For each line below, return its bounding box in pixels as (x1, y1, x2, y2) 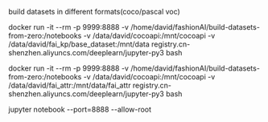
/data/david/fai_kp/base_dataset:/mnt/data (8, 39, 150, 49)
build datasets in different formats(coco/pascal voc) (8, 7, 181, 16)
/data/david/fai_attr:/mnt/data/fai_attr (8, 80, 131, 90)
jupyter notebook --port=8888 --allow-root (8, 104, 151, 114)
